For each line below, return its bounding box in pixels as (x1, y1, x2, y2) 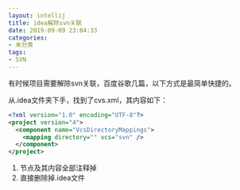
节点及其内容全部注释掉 (19, 163, 97, 173)
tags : (8, 48, 26, 56)
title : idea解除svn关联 (8, 19, 82, 27)
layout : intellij (8, 11, 66, 20)
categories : (8, 33, 48, 42)
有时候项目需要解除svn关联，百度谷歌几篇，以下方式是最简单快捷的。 (8, 78, 236, 88)
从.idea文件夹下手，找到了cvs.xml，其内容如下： (8, 95, 168, 104)
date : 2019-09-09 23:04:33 (8, 26, 98, 34)
